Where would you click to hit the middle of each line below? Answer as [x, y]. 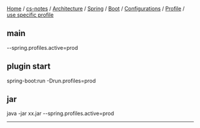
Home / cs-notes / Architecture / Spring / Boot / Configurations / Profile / [96, 9]
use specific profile [30, 15]
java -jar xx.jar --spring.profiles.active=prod [61, 113]
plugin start [29, 67]
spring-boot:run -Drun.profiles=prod [51, 81]
